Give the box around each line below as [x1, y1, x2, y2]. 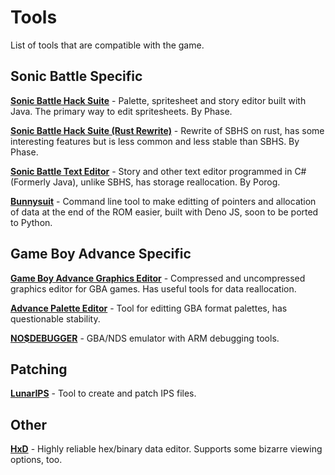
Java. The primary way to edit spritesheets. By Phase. [10, 105, 233, 117]
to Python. [10, 216, 53, 228]
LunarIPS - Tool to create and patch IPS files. [10, 387, 197, 400]
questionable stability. [10, 312, 101, 325]
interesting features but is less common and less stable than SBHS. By [10, 135, 300, 147]
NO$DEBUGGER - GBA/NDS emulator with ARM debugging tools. [10, 332, 280, 344]
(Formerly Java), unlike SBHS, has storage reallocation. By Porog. [10, 176, 281, 188]
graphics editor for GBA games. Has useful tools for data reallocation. [10, 282, 297, 295]
